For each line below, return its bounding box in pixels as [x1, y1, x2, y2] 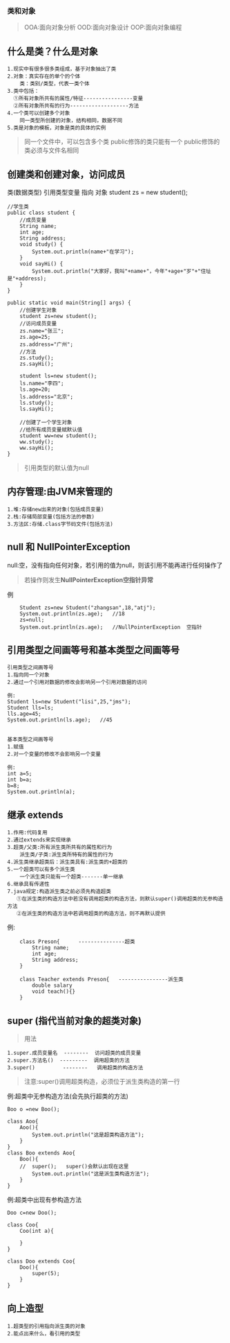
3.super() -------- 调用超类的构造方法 [7, 1064, 144, 1071]
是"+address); [7, 275, 47, 282]
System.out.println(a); [7, 789, 76, 796]
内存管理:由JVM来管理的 [7, 486, 113, 498]
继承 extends [7, 809, 64, 820]
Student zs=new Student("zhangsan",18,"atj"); [19, 604, 156, 611]
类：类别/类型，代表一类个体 [19, 80, 90, 87]
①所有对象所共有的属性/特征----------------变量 [13, 95, 144, 102]
